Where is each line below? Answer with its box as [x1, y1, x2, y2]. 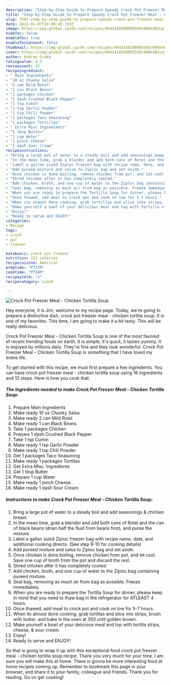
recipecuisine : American [6, 260, 58, 265]
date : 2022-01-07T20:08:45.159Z [6, 21, 74, 27]
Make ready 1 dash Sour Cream [13, 485, 79, 491]
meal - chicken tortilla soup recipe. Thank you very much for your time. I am [6, 653, 163, 659]
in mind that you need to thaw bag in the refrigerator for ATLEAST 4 [13, 595, 154, 601]
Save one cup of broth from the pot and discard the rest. [13, 557, 131, 563]
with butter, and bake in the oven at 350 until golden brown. [13, 616, 137, 622]
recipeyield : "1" [6, 274, 42, 279]
